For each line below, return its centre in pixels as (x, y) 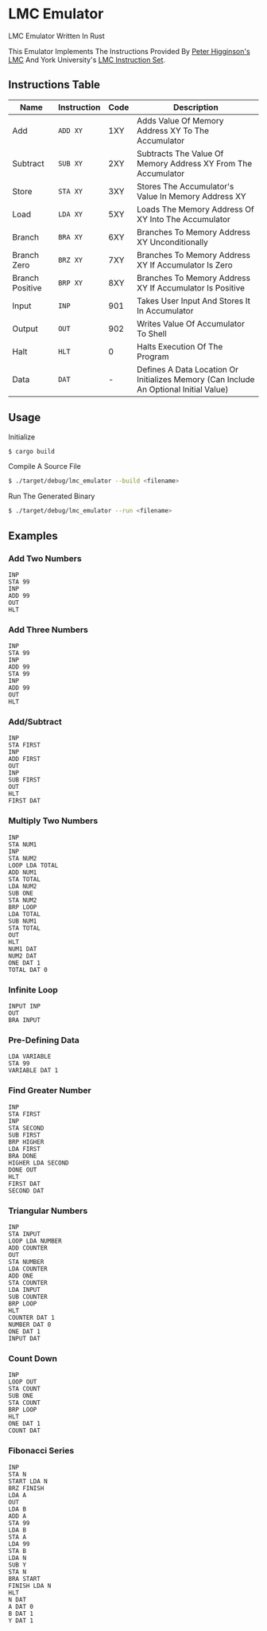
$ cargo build (32, 451)
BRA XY (71, 237)
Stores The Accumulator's (185, 186)
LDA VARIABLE (30, 1057)
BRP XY (71, 283)
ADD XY (71, 131)
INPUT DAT (25, 1338)
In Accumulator (165, 310)
